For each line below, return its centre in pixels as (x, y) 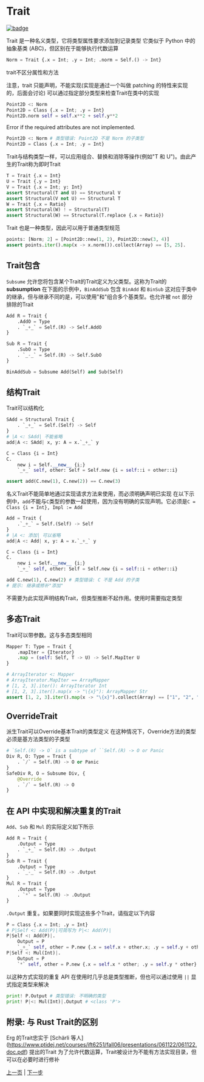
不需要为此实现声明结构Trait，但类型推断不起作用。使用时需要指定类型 (94, 598)
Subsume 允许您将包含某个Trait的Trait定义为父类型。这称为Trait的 (87, 281)
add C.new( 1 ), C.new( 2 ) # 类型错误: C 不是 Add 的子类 (73, 580)
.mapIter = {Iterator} (46, 652)
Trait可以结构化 (25, 408)
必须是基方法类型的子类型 (38, 739)
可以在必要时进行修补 (33, 1059)
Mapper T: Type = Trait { (39, 646)
